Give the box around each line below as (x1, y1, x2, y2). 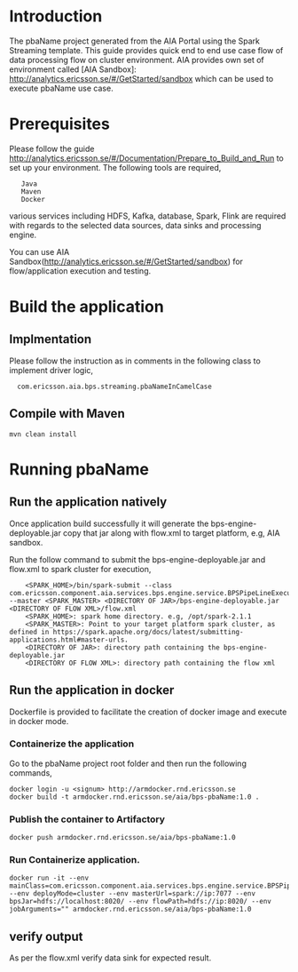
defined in (9, 627, 50, 636)
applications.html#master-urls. (9, 635, 129, 644)
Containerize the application (9, 737, 135, 750)
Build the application (9, 297, 164, 317)
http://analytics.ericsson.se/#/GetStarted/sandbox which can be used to (9, 73, 274, 84)
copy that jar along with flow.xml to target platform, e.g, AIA (63, 527, 281, 538)
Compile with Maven (9, 406, 126, 421)
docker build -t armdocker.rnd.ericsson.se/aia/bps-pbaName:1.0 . (9, 793, 260, 801)
